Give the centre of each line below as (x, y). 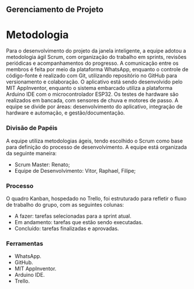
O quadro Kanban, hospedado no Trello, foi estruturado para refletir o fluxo (96, 199)
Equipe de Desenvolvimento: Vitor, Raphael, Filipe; (75, 170)
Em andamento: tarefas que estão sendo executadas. (79, 222)
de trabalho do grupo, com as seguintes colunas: (65, 204)
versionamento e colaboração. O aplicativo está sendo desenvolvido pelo (94, 82)
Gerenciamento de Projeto (55, 10)
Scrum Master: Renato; (42, 164)
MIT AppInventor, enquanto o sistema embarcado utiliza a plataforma (89, 88)
